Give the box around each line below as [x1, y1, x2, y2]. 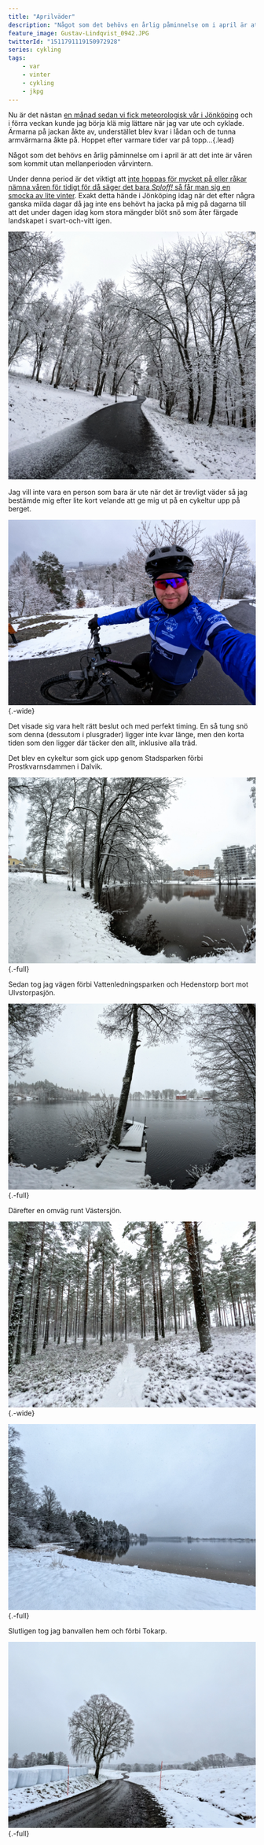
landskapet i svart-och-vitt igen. [8, 216, 112, 225]
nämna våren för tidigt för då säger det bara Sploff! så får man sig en [8, 182, 231, 192]
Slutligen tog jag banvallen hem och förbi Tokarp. [8, 1625, 167, 1636]
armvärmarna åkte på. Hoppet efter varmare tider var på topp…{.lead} [8, 135, 235, 145]
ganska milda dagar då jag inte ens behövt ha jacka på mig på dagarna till [8, 199, 247, 208]
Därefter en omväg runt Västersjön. [8, 1206, 122, 1215]
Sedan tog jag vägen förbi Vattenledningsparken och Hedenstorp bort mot [8, 980, 249, 989]
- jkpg [22, 87, 44, 95]
